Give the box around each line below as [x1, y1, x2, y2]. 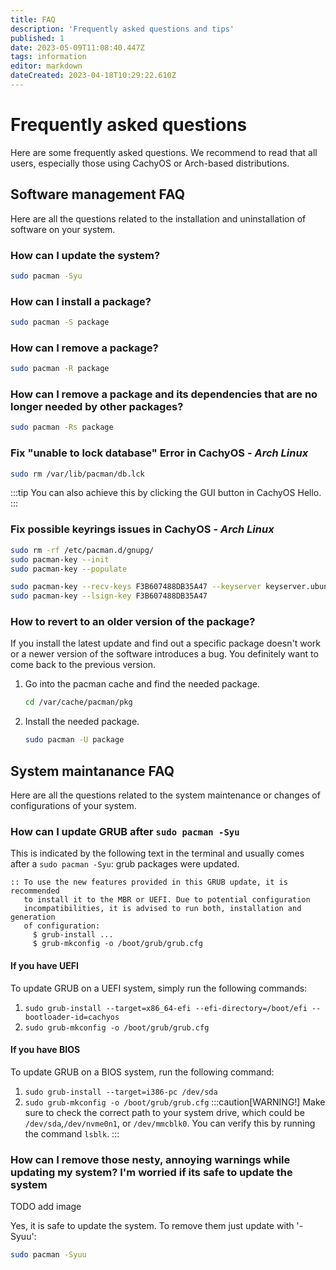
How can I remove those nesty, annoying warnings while [10, 1152, 291, 1166]
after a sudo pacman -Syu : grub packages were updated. [10, 858, 240, 870]
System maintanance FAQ [10, 762, 175, 780]
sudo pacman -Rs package [10, 422, 114, 433]
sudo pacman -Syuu [10, 1250, 87, 1260]
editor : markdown [10, 61, 83, 71]
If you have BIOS [10, 1044, 81, 1056]
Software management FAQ [10, 186, 186, 203]
